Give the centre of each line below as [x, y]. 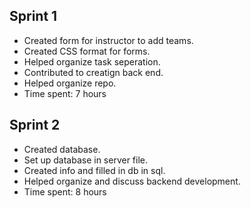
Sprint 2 [35, 125]
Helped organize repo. [70, 83]
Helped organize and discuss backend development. [132, 181]
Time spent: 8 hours [65, 191]
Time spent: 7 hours [65, 93]
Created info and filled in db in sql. [94, 170]
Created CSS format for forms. [87, 51]
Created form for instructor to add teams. [108, 40]
